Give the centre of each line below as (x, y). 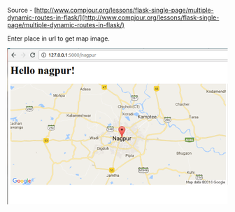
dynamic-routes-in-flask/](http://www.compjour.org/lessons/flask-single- (113, 17)
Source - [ (22, 10)
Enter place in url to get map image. (59, 38)
